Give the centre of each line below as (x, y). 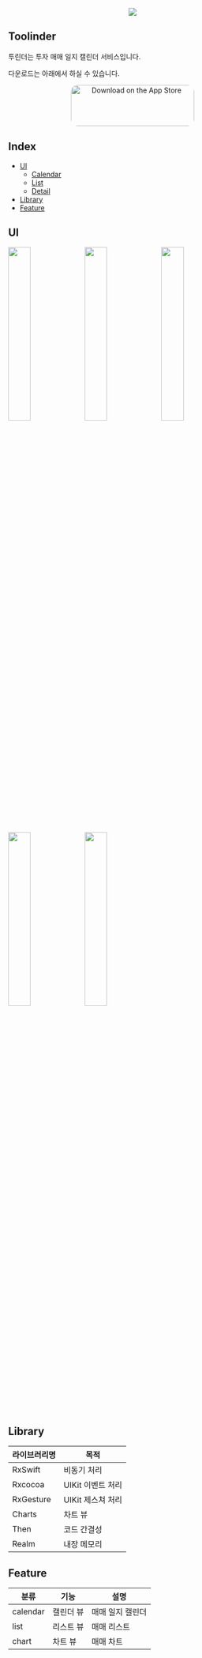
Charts (24, 1514)
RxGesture (32, 1500)
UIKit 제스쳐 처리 (93, 1500)
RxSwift (26, 1470)
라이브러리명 (34, 1455)
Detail (41, 191)
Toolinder (32, 37)
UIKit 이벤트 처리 (93, 1485)
